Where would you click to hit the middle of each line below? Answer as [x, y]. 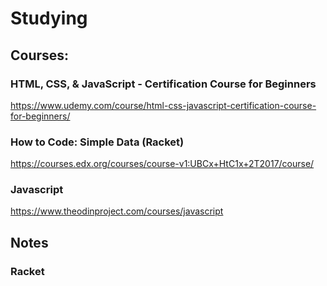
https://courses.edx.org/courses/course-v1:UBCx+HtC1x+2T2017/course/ [162, 164]
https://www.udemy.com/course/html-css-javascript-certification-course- [163, 105]
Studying [49, 18]
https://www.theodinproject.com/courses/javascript [117, 211]
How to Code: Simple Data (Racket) [97, 142]
